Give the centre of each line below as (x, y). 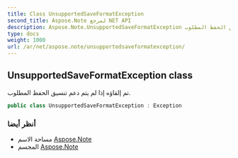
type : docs (23, 34)
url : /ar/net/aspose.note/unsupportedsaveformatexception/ (96, 47)
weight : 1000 (27, 40)
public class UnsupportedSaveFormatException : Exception (95, 106)
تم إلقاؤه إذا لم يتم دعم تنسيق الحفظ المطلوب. (69, 92)
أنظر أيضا (22, 123)
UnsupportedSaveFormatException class (100, 75)
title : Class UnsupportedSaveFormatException (75, 14)
